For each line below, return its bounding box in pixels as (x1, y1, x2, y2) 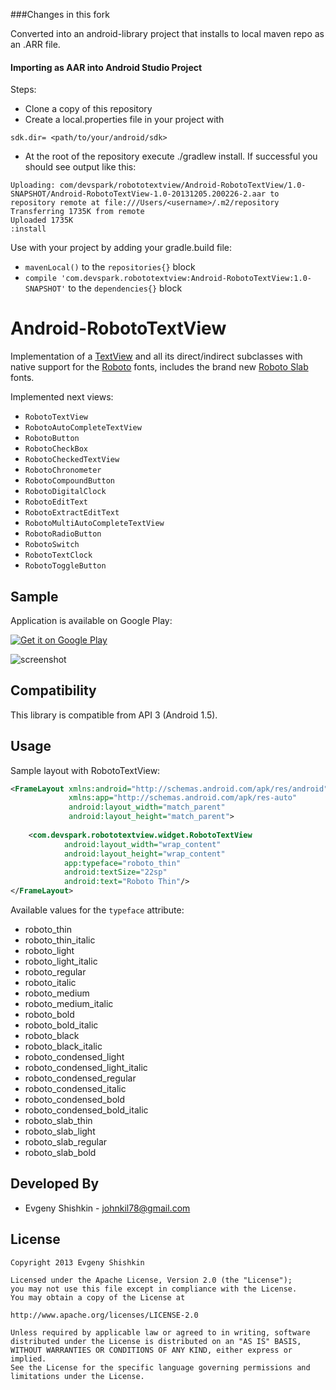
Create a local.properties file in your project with (24, 114, 225, 126)
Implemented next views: (10, 391, 114, 403)
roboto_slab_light (24, 1125, 96, 1138)
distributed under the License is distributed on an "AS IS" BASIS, (10, 1336, 302, 1346)
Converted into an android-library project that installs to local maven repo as (10, 28, 325, 39)
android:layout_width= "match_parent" (68, 802, 226, 813)
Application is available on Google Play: (10, 614, 173, 626)
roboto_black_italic (24, 1040, 103, 1053)
